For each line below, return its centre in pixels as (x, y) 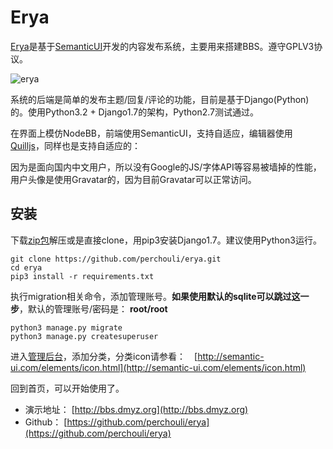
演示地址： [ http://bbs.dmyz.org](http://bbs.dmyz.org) (136, 409)
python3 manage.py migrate (66, 327)
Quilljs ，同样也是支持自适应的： (75, 145)
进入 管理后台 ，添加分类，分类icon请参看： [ (104, 356)
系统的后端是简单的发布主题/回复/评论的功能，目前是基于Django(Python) (160, 99)
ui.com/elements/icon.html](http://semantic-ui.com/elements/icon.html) (158, 367)
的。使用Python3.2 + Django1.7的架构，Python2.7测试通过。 (135, 112)
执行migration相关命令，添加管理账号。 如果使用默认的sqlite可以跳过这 (155, 296)
